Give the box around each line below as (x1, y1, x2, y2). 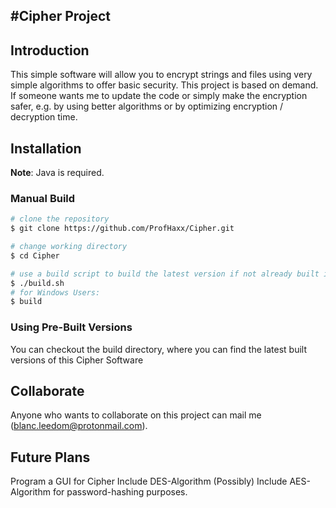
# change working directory (10, 242, 128, 252)
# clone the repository (10, 214, 110, 224)
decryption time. (10, 111, 78, 123)
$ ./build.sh (10, 278, 65, 288)
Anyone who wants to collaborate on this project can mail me (10, 409, 262, 421)
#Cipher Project (10, 8, 111, 25)
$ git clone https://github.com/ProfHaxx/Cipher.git (10, 224, 235, 234)
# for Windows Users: (10, 287, 101, 298)
